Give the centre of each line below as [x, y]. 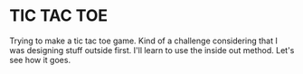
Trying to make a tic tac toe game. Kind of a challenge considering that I [144, 41]
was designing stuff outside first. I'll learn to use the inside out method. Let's [152, 50]
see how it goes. [40, 60]
